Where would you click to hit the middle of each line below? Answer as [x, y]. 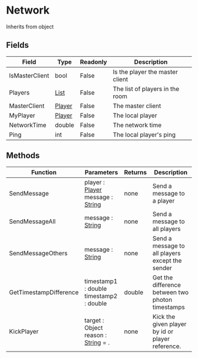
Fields [18, 45]
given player [169, 324]
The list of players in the [146, 89]
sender [162, 268]
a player [164, 200]
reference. [167, 346]
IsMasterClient [29, 76]
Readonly [93, 61]
